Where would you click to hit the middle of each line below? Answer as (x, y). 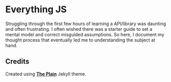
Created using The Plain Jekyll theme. (46, 74)
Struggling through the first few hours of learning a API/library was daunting (86, 24)
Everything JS (36, 9)
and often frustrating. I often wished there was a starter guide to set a (79, 29)
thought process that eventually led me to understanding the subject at (80, 40)
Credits (17, 62)
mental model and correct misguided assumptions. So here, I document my (85, 34)
